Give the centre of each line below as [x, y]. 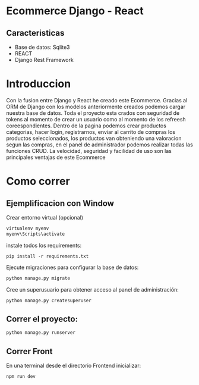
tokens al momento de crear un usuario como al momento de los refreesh [96, 119]
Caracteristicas [35, 33]
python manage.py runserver [41, 333]
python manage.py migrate [38, 278]
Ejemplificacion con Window [60, 203]
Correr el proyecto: [42, 319]
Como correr [38, 181]
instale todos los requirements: [44, 245]
